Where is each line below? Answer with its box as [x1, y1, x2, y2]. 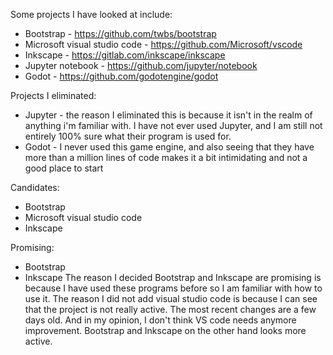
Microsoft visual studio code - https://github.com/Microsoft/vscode [24, 39, 303, 50]
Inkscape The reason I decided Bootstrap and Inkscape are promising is [24, 272, 322, 283]
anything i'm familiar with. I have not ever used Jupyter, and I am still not [24, 120, 323, 131]
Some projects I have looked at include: [10, 9, 173, 20]
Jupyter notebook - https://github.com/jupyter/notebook [24, 60, 258, 71]
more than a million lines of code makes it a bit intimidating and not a [24, 152, 308, 163]
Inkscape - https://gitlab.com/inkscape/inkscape [24, 49, 226, 61]
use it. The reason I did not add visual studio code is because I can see [24, 293, 318, 304]
